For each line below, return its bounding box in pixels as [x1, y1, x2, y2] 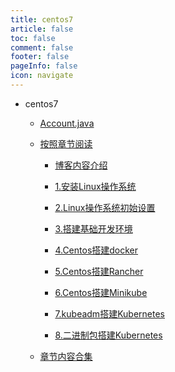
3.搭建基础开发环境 [54, 222, 133, 235]
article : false [10, 24, 74, 34]
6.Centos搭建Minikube [54, 286, 148, 298]
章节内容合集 [39, 350, 93, 362]
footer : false [10, 52, 70, 62]
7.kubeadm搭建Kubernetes [54, 307, 165, 320]
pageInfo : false [10, 61, 78, 71]
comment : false [10, 42, 74, 53]
